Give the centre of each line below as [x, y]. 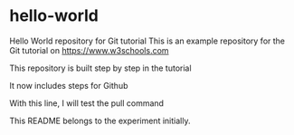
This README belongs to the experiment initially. [100, 121]
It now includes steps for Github [69, 85]
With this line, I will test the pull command [87, 103]
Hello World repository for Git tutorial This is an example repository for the [147, 41]
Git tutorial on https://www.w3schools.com [89, 50]
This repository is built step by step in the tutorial [100, 68]
